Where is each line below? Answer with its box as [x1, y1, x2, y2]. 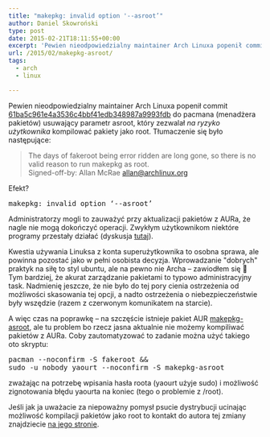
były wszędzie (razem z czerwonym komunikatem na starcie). [8, 298, 213, 307]
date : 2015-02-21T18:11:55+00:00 [8, 34, 121, 43]
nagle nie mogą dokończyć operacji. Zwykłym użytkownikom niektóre [8, 222, 239, 232]
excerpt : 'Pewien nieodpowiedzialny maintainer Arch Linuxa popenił [8, 42, 243, 50]
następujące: [8, 134, 51, 145]
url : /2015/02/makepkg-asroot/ [8, 49, 113, 57]
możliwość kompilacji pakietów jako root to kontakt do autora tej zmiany [8, 410, 247, 420]
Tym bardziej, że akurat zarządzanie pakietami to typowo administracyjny [8, 272, 252, 282]
